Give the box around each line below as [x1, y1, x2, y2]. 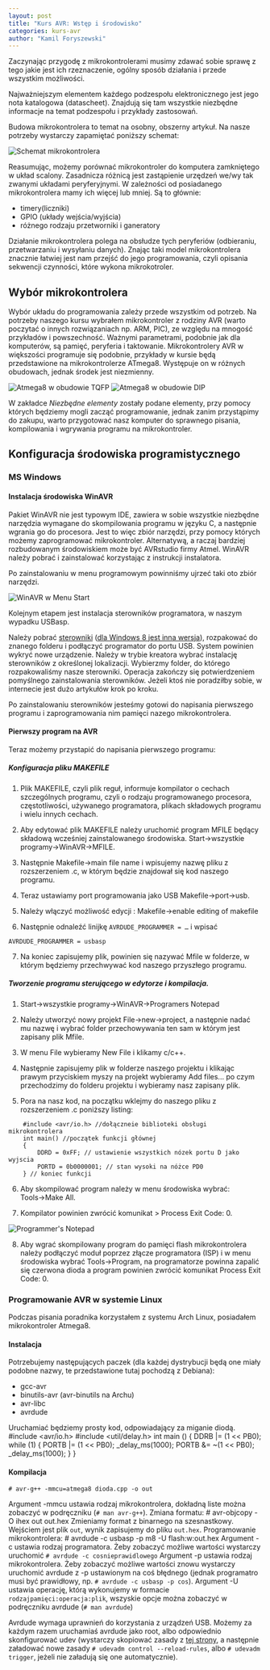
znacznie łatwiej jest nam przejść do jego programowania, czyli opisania [8, 254, 248, 263]
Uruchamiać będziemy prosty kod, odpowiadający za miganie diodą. [8, 1423, 236, 1432]
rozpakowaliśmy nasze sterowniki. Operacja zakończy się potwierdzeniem [8, 667, 255, 676]
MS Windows [8, 472, 62, 483]
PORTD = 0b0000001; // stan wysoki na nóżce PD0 [37, 1163, 204, 1171]
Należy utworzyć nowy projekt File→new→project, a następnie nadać [19, 1015, 251, 1024]
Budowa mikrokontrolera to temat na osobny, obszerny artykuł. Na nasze [8, 122, 251, 132]
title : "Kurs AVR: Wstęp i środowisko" [8, 19, 143, 27]
